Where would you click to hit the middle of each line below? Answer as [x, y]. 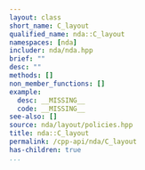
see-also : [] [33, 117]
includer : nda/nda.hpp [51, 51]
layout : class [36, 17]
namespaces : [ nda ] [43, 42]
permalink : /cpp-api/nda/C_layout [73, 142]
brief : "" [28, 59]
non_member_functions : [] [57, 84]
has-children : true [45, 150]
